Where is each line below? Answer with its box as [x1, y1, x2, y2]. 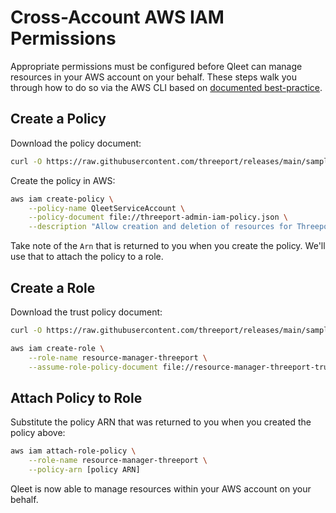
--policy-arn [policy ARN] [28, 465, 141, 475]
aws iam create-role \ [10, 343, 105, 353]
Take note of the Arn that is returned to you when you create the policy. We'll [10, 240, 326, 252]
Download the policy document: [10, 137, 142, 149]
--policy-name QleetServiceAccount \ [28, 203, 186, 213]
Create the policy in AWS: [10, 174, 116, 186]
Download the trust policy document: [10, 306, 163, 318]
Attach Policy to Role [10, 389, 143, 406]
